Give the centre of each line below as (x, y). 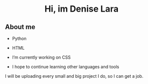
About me (20, 27)
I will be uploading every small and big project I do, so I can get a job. (74, 76)
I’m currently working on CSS (41, 57)
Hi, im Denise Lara (82, 9)
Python (19, 38)
